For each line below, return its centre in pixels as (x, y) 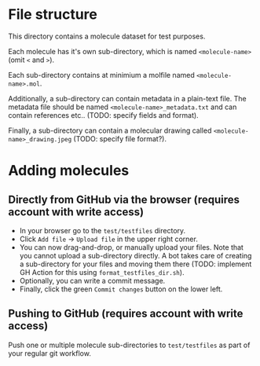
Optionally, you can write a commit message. (92, 280)
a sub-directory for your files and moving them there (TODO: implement (135, 264)
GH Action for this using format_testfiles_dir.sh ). (102, 272)
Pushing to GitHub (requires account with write (126, 314)
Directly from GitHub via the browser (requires (124, 199)
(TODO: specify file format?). (120, 138)
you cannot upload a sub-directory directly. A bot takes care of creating (135, 255)
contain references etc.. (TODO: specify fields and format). (103, 115)
